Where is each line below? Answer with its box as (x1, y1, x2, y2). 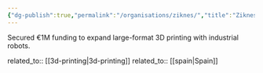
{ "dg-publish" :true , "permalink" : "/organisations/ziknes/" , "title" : (7, 11, 233, 19)
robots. (7, 40, 31, 50)
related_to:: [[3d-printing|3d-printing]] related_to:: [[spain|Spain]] (7, 56, 218, 65)
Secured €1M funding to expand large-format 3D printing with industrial (7, 33, 239, 42)
